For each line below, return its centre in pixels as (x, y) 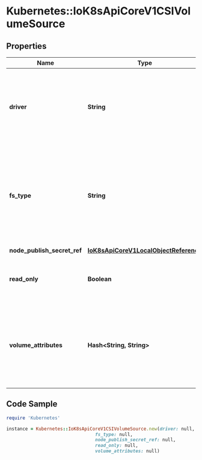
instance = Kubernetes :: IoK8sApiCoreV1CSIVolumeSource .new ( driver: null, (101, 429)
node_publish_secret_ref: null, (136, 440)
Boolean (99, 279)
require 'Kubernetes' (33, 418)
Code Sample (32, 404)
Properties (26, 46)
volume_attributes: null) (128, 451)
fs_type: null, (114, 434)
